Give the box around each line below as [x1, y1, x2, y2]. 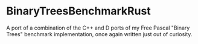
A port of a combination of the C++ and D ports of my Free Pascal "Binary [6, 24, 190, 31]
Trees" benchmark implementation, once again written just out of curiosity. [6, 30, 193, 37]
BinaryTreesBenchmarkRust [6, 4, 151, 18]
